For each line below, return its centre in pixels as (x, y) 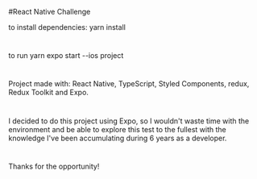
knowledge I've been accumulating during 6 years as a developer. (118, 138)
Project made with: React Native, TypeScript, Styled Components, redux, (129, 84)
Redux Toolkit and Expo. (48, 93)
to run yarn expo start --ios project (66, 56)
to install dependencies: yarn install (67, 27)
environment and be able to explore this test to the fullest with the (118, 129)
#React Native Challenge (50, 12)
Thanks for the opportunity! (54, 166)
